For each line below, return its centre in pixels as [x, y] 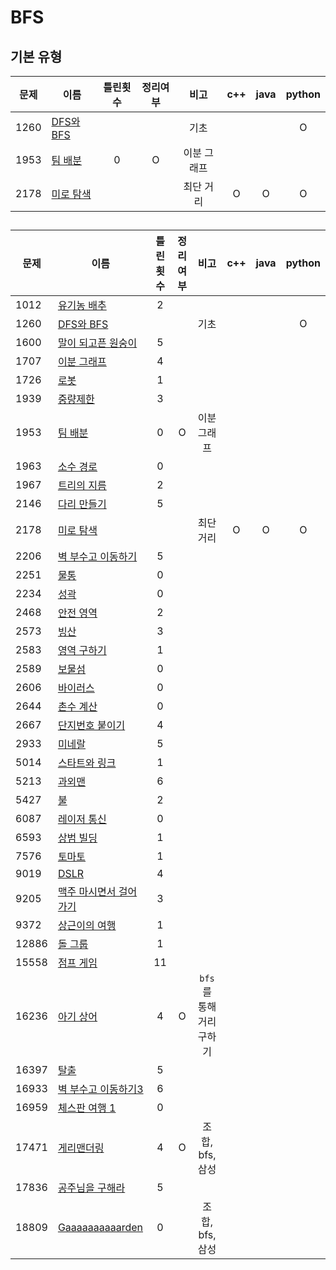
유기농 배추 [82, 306]
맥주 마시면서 [87, 892]
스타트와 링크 [87, 763]
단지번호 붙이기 [91, 726]
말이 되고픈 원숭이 [97, 343]
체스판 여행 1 [87, 1108]
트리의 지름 [82, 486]
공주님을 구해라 [91, 1188]
